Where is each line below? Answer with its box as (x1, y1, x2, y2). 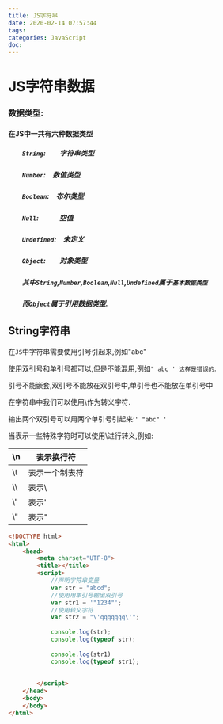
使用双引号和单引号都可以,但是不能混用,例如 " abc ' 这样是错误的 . (8, 364, 217, 373)
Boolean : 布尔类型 (22, 192, 85, 201)
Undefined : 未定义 (22, 234, 85, 244)
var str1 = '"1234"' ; (50, 599, 123, 607)
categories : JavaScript (8, 33, 87, 42)
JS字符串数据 (8, 78, 95, 96)
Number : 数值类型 (22, 170, 81, 179)
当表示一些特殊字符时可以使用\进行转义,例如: (8, 431, 154, 440)
